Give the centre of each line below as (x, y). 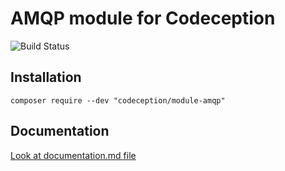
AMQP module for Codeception (143, 18)
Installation (46, 77)
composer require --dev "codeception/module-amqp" (118, 100)
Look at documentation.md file (73, 155)
